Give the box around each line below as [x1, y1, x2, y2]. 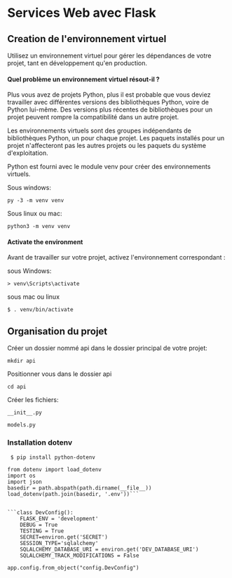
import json [7, 478, 42, 485]
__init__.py [7, 409, 42, 417]
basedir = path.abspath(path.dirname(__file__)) [7, 484, 152, 492]
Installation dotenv [7, 438, 73, 448]
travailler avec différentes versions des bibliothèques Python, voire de [7, 98, 209, 107]
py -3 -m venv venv [7, 197, 64, 204]
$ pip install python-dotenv [10, 454, 96, 461]
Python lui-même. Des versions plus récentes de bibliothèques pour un [7, 105, 213, 114]
